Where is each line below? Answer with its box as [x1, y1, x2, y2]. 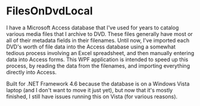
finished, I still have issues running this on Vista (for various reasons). [6, 93, 178, 100]
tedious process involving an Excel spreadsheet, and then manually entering [6, 49, 195, 56]
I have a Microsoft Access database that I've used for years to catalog [6, 24, 179, 31]
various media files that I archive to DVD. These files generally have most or [6, 30, 193, 37]
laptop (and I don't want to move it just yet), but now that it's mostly [6, 86, 173, 93]
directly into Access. [6, 68, 57, 75]
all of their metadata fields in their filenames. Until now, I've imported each [6, 37, 190, 44]
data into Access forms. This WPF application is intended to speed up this [6, 56, 189, 63]
